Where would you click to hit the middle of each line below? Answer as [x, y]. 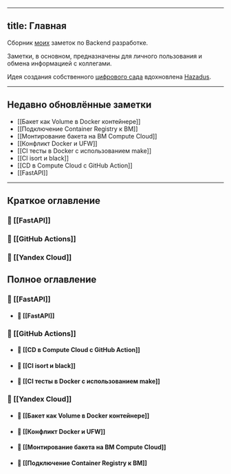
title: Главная [37, 26]
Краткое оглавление [54, 201]
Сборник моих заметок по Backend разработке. [78, 43]
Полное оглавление [52, 280]
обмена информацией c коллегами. [59, 63]
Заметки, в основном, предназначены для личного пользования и [105, 56]
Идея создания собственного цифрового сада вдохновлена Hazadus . [109, 76]
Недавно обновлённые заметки [79, 105]
